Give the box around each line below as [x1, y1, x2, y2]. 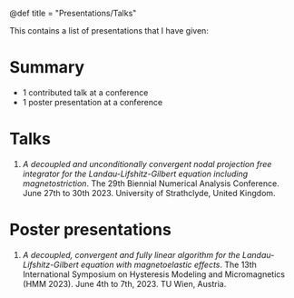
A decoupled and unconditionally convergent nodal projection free [22, 158, 272, 169]
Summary [9, 57, 84, 78]
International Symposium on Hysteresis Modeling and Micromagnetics [22, 268, 286, 280]
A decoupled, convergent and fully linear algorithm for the [22, 249, 240, 260]
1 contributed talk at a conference [22, 86, 149, 98]
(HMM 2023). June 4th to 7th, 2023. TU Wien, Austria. [22, 278, 227, 289]
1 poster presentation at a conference [22, 96, 163, 107]
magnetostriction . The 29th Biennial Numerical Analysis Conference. [22, 177, 279, 189]
